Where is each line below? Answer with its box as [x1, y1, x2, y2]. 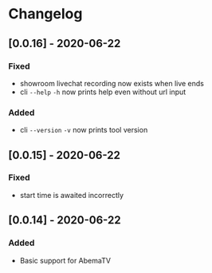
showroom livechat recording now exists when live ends [19, 78, 205, 88]
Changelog [8, 5, 83, 23]
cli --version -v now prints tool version [19, 125, 148, 135]
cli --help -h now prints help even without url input [19, 87, 186, 97]
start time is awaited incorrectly [19, 190, 124, 200]
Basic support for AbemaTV [19, 255, 112, 265]
